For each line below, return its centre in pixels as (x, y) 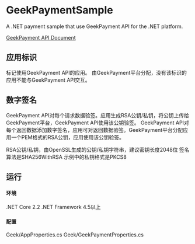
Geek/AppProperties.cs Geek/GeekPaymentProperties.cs (75, 235)
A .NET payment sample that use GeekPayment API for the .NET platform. (95, 26)
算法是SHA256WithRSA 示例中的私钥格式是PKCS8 (66, 157)
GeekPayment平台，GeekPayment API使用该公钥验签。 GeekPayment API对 (98, 123)
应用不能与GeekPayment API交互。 (48, 80)
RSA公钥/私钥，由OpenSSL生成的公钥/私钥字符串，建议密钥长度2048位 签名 (98, 149)
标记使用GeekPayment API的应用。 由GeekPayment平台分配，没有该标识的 (96, 72)
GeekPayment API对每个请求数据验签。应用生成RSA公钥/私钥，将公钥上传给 (98, 115)
